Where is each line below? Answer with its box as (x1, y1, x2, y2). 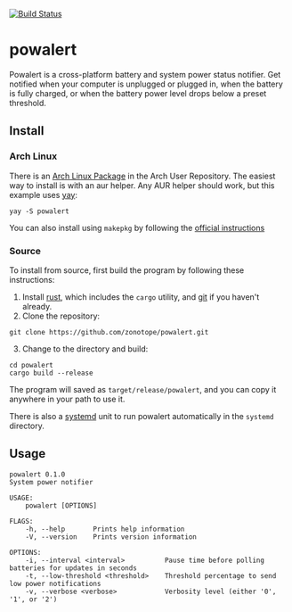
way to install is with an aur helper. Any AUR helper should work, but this (9, 179, 275, 191)
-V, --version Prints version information (25, 532, 198, 542)
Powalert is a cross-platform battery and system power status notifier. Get (9, 69, 281, 79)
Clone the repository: (21, 310, 101, 321)
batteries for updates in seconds (9, 563, 138, 573)
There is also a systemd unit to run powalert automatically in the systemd (9, 410, 274, 421)
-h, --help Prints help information (25, 525, 185, 533)
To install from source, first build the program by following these (9, 264, 245, 276)
